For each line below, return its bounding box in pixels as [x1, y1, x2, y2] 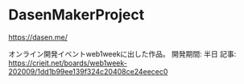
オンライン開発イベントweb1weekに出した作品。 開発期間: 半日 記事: [8, 48, 237, 58]
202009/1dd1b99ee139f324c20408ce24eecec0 [8, 66, 168, 76]
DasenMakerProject [8, 6, 145, 24]
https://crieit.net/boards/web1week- [8, 58, 127, 68]
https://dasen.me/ [8, 32, 68, 42]
